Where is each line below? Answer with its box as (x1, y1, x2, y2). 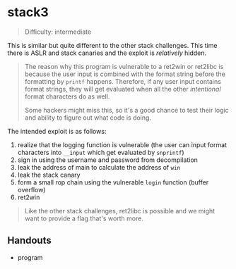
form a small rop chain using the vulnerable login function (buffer (17, 177, 209, 187)
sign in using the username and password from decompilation (17, 156, 198, 164)
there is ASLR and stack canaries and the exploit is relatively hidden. (7, 49, 207, 57)
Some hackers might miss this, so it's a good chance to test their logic (24, 106, 229, 114)
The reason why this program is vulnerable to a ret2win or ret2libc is (24, 62, 224, 70)
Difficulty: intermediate (24, 27, 92, 36)
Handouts (7, 234, 52, 246)
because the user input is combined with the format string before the (24, 70, 226, 78)
